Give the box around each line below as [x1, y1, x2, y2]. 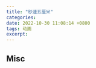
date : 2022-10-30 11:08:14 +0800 [6, 20, 91, 26]
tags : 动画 [6, 25, 32, 32]
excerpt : [6, 31, 28, 37]
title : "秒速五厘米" [6, 8, 53, 15]
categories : [6, 14, 36, 20]
